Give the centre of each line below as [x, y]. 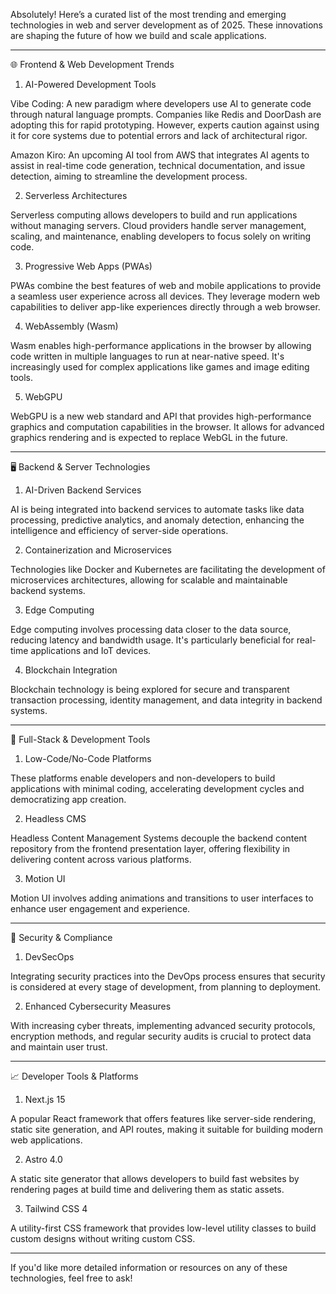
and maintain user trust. [59, 1047]
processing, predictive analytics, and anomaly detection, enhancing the [157, 520]
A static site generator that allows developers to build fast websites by [155, 1178]
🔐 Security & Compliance [61, 937]
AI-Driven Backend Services [83, 490]
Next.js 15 [45, 1099]
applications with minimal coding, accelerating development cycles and [157, 788]
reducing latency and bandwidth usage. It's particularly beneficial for [152, 640]
